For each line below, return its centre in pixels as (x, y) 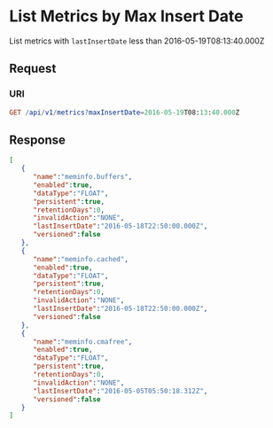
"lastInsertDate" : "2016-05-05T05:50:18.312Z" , (120, 391)
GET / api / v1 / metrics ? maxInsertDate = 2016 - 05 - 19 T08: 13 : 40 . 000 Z (125, 113)
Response (38, 140)
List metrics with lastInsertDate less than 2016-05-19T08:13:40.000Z (137, 41)
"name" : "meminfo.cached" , (80, 259)
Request (33, 69)
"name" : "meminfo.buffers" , (82, 177)
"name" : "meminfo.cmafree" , (82, 342)
